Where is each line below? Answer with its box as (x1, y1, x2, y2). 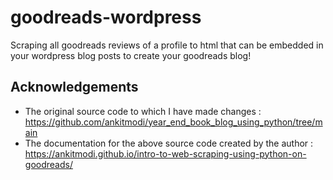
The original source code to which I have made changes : (24, 105, 262, 117)
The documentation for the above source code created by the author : (24, 137, 314, 149)
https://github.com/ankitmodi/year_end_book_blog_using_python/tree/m (24, 116, 323, 128)
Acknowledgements (10, 79, 139, 96)
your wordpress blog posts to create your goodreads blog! (10, 49, 252, 61)
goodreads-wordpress (10, 6, 202, 29)
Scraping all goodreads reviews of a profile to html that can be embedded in (10, 39, 324, 51)
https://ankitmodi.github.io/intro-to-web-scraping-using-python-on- (24, 147, 307, 160)
